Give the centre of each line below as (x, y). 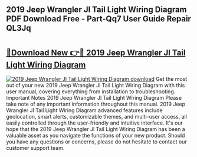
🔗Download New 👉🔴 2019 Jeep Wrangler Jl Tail (96, 53)
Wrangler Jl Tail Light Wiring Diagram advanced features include (85, 110)
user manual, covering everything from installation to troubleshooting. (91, 91)
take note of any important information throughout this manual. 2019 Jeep (96, 104)
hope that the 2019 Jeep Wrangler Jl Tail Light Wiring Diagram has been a (96, 129)
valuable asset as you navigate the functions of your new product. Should (96, 135)
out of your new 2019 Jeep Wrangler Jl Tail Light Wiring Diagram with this (96, 85)
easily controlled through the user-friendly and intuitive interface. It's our (94, 123)
